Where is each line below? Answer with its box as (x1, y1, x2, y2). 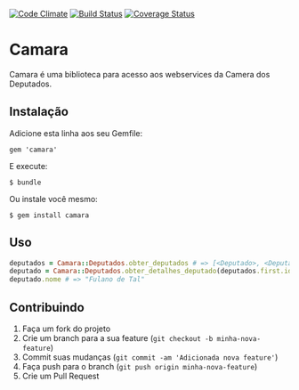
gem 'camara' (9, 145, 58, 154)
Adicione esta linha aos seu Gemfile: (9, 127, 143, 138)
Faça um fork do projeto (21, 323, 111, 334)
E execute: (9, 160, 48, 171)
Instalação (9, 104, 69, 119)
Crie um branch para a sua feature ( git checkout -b (21, 333, 214, 343)
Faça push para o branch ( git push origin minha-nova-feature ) (21, 362, 258, 371)
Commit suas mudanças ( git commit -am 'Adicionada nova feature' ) (21, 352, 279, 362)
